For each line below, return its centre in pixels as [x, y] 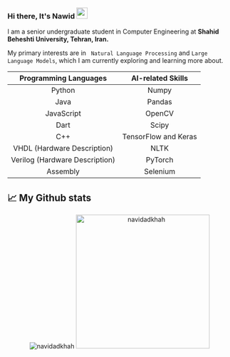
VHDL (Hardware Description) [63, 149]
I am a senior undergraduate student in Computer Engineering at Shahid [113, 31]
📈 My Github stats [49, 197]
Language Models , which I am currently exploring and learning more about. [115, 61]
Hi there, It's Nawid [41, 16]
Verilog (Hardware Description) [63, 160]
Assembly [63, 171]
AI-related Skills [160, 79]
